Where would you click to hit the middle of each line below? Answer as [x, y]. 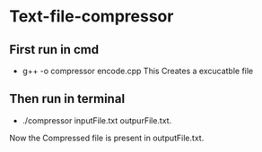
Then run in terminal [67, 99]
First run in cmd [54, 50]
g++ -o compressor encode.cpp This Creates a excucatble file [138, 71]
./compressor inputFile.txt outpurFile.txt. [97, 120]
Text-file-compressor [92, 17]
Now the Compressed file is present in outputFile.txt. [107, 138]
